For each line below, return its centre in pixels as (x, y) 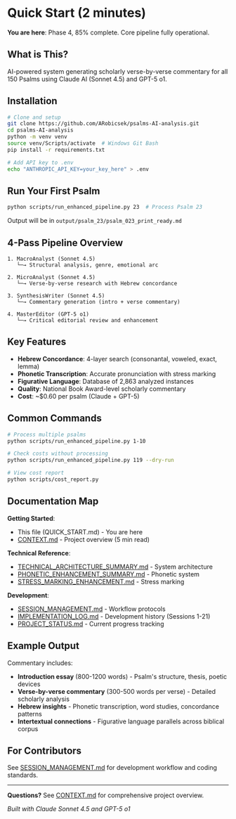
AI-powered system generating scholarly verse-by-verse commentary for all (118, 71)
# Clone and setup (34, 117)
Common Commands (54, 419)
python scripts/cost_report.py (53, 479)
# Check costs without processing (58, 454)
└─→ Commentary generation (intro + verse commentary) (98, 302)
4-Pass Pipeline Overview (65, 243)
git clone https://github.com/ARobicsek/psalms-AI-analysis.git (103, 124)
